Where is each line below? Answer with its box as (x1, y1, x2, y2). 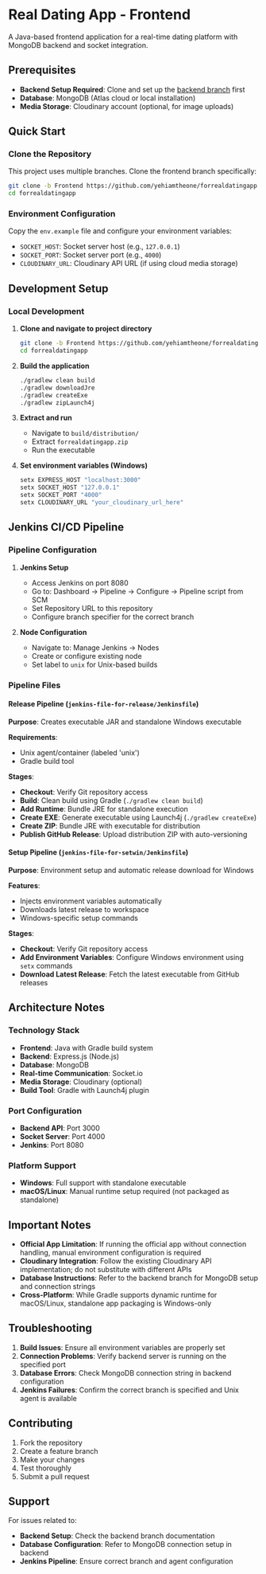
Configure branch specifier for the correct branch (31, 612, 195, 621)
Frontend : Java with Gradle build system (19, 1043, 153, 1052)
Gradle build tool (19, 756, 75, 765)
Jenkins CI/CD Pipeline (8, 520, 125, 534)
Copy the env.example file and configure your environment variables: (8, 226, 233, 236)
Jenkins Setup (19, 562, 69, 572)
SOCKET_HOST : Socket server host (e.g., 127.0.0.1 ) (19, 241, 180, 252)
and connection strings (19, 1282, 96, 1291)
